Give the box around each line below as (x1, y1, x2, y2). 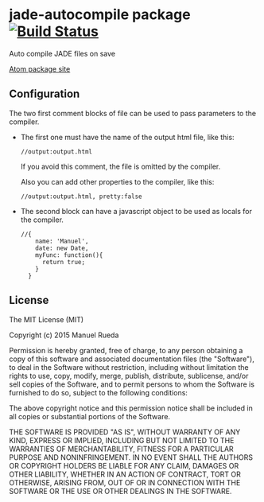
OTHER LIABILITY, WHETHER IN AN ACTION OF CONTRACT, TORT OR (9, 469, 241, 479)
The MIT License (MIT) (9, 314, 84, 324)
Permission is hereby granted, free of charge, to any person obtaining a (9, 345, 243, 355)
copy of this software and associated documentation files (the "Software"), (9, 354, 255, 364)
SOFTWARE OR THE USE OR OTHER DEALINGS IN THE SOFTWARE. (9, 486, 232, 496)
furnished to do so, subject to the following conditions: (9, 387, 188, 397)
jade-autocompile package (9, 6, 191, 24)
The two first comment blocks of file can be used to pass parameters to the (9, 108, 257, 118)
